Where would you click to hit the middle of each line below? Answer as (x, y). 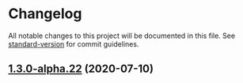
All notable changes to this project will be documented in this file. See (122, 36)
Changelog (45, 14)
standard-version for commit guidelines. (74, 43)
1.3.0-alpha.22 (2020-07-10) (81, 69)
